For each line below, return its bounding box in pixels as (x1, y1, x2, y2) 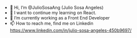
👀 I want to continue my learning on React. (9, 10, 96, 16)
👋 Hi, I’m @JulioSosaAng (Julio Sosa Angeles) (9, 5, 104, 10)
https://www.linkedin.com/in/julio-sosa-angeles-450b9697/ (9, 27, 132, 33)
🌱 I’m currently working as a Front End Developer (9, 15, 110, 20)
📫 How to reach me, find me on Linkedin (9, 20, 94, 26)
